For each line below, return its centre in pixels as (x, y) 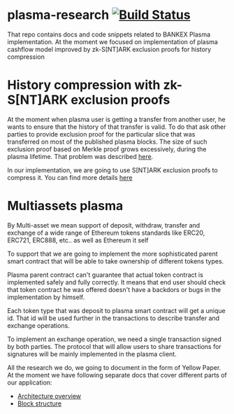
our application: (30, 382)
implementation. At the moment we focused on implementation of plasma (113, 41)
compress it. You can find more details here (70, 177)
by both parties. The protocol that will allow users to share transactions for (114, 346)
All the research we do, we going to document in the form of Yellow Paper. (114, 367)
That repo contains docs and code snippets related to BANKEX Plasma (109, 34)
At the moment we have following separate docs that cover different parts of (117, 375)
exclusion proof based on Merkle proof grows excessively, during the (107, 149)
